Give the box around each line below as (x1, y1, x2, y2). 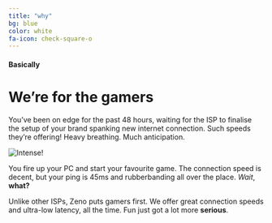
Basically (8, 59, 41, 69)
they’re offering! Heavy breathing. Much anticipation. (8, 131, 185, 142)
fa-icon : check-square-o (8, 34, 93, 43)
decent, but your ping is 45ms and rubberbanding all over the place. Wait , (8, 172, 256, 182)
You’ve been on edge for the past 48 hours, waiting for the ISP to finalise (8, 114, 253, 124)
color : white (8, 27, 53, 35)
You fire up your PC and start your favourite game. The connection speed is (8, 163, 261, 173)
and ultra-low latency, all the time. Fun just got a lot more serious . (8, 204, 229, 215)
